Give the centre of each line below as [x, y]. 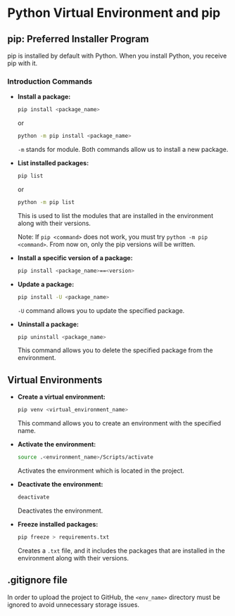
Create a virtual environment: [61, 397]
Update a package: [46, 284]
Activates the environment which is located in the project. [101, 470]
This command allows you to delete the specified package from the [115, 350]
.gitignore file [38, 580]
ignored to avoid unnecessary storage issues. [73, 604]
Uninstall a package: [48, 324]
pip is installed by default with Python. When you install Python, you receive [117, 56]
